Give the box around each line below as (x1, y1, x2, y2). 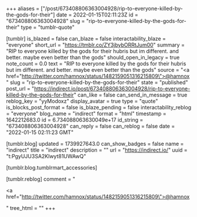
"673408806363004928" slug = (6, 18, 85, 24)
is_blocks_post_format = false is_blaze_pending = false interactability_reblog (6, 104, 192, 111)
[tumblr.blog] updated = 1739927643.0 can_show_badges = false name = (6, 141, 184, 147)
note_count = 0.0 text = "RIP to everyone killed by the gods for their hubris (6, 60, 186, 67)
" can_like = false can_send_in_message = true (73, 91, 188, 98)
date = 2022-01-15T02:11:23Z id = (56, 11, 138, 18)
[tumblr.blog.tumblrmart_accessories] (6, 164, 98, 171)
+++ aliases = (6, 5, 40, 12)
